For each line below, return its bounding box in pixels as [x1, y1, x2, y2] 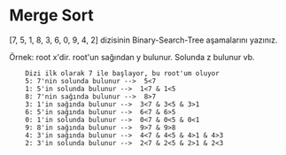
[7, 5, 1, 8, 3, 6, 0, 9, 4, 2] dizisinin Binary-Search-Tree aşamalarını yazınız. [9, 35, 278, 45]
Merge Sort [9, 5, 95, 26]
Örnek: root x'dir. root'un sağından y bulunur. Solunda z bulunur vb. [9, 51, 255, 62]
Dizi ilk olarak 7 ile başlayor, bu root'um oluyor [25, 68, 220, 78]
